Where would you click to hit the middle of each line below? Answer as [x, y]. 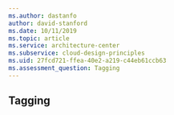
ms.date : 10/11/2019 [43, 31]
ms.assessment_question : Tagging [64, 68]
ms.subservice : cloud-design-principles [77, 53]
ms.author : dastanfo [43, 16]
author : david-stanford [48, 23]
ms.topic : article [39, 38]
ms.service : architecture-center [64, 46]
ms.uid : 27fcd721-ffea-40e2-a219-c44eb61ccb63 [87, 61]
